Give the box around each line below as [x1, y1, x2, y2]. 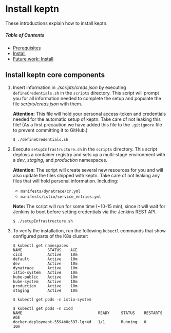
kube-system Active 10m [12, 279, 78, 284]
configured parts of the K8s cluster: [12, 233, 89, 239]
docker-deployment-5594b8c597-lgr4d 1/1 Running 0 [12, 319, 147, 324]
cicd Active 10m [12, 252, 78, 257]
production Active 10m [12, 283, 78, 288]
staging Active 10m [12, 288, 78, 293]
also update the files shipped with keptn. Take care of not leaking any [12, 172, 160, 178]
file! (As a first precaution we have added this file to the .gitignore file [12, 121, 162, 127]
